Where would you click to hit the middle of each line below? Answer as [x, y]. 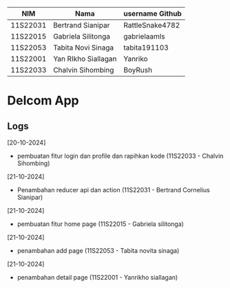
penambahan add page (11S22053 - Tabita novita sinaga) [98, 250]
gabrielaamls [144, 36]
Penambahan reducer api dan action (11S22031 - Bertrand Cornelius [113, 190]
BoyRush [138, 70]
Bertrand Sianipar [81, 25]
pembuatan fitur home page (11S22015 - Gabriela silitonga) [101, 224]
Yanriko [136, 59]
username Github [153, 13]
